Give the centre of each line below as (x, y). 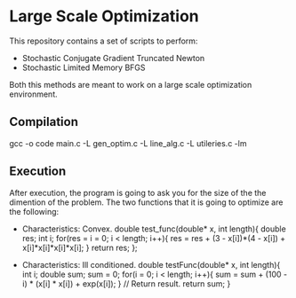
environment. (33, 94)
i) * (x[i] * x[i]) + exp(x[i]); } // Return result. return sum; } (126, 283)
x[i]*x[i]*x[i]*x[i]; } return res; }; (80, 247)
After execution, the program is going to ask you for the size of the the (138, 192)
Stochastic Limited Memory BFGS (84, 67)
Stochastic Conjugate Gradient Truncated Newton (113, 58)
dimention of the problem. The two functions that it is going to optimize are (146, 202)
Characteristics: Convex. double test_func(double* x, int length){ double (154, 229)
